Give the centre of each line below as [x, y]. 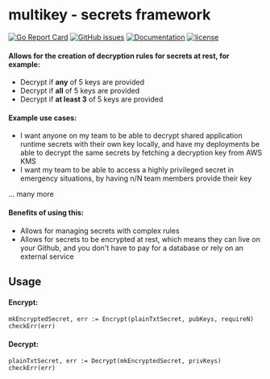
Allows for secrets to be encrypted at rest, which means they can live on [140, 239]
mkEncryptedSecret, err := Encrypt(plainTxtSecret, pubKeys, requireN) [131, 319]
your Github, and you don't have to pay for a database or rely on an [132, 248]
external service [47, 256]
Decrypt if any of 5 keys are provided [82, 82]
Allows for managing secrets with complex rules [100, 231]
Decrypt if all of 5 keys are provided [80, 91]
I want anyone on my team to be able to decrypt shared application [131, 135]
